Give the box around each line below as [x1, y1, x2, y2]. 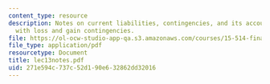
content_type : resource [8, 11, 88, 20]
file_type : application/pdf [8, 42, 103, 50]
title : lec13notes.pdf [8, 57, 84, 65]
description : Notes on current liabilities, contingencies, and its [8, 19, 243, 27]
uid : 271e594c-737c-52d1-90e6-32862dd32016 [8, 64, 157, 72]
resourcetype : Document [8, 49, 88, 57]
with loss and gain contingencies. [15, 26, 135, 34]
